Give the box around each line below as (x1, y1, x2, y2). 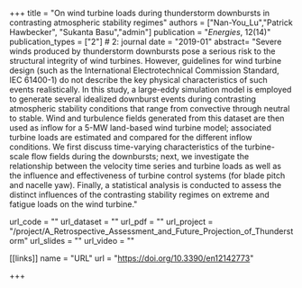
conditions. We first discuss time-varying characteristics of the (9, 141, 243, 152)
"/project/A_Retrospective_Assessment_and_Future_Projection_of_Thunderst (9, 226, 294, 237)
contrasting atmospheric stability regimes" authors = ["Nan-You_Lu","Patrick (9, 17, 293, 28)
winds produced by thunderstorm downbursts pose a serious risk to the (9, 46, 276, 57)
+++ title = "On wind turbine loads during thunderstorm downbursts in (9, 8, 270, 18)
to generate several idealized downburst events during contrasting (9, 94, 257, 104)
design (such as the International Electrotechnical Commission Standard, (9, 65, 279, 76)
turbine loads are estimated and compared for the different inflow (9, 132, 252, 142)
